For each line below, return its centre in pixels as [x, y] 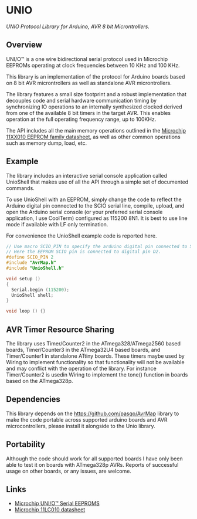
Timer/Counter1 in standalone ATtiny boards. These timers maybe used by [95, 356]
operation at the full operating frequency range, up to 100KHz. [81, 119]
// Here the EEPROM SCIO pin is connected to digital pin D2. [84, 252]
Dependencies [33, 399]
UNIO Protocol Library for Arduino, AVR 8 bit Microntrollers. [78, 26]
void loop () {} [26, 311]
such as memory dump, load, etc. [47, 143]
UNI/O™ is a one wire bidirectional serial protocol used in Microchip [87, 59]
